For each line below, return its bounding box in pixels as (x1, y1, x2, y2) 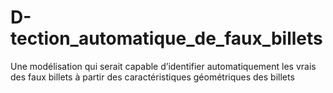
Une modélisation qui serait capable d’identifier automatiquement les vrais (10, 60, 317, 72)
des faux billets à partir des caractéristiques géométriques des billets (10, 71, 295, 83)
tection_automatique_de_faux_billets (10, 27, 323, 50)
